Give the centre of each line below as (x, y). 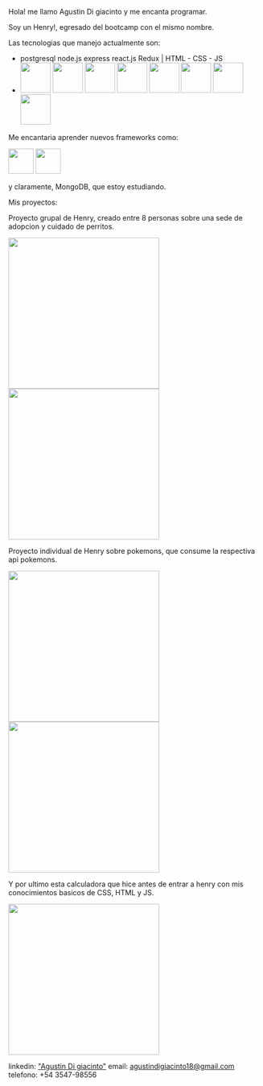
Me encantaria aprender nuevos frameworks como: (93, 137)
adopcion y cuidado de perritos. (62, 226)
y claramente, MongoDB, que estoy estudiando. (87, 187)
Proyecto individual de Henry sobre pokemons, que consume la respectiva (132, 551)
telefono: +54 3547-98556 (53, 1075)
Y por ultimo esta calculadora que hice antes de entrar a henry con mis (126, 884)
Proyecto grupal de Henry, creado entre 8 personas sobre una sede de (125, 218)
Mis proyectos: (33, 202)
